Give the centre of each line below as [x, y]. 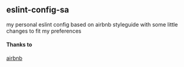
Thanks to [19, 45]
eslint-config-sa [38, 10]
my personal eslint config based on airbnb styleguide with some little [92, 24]
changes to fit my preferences [44, 31]
